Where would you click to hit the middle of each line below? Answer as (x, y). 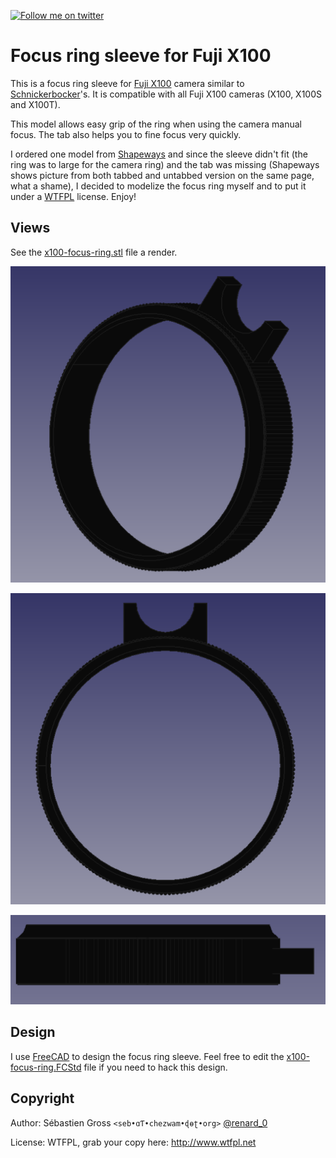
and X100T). (35, 104)
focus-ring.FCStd (46, 1067)
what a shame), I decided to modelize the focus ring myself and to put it (158, 186)
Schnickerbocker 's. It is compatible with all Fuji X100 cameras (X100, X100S (166, 94)
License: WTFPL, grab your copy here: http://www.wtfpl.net (133, 1142)
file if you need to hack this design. (155, 1067)
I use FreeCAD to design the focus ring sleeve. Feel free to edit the (147, 1056)
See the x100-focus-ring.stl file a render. (94, 252)
